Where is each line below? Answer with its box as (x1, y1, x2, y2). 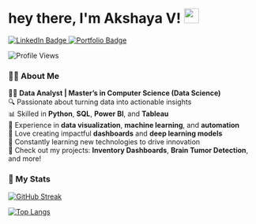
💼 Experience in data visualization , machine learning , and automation (8, 121, 239, 130)
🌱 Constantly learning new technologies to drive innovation (8, 137, 201, 147)
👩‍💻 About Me (8, 70, 59, 81)
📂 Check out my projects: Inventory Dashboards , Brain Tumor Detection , (8, 146, 249, 155)
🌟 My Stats (8, 174, 51, 185)
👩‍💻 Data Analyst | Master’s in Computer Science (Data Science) (8, 88, 221, 98)
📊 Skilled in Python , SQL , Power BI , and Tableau (8, 109, 169, 118)
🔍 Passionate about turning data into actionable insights (8, 97, 192, 106)
